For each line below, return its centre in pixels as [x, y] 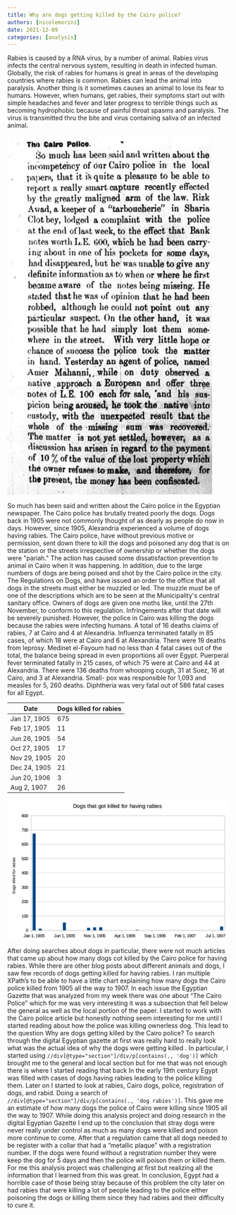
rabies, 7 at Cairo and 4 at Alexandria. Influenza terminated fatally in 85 [110, 633]
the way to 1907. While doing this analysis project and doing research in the [117, 1115]
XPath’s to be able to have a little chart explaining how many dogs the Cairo [117, 980]
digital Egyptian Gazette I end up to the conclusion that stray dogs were [111, 1123]
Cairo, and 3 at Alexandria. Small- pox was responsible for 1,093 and [107, 678]
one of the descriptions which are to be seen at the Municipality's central [113, 596]
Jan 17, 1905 [30, 719]
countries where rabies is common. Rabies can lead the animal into [105, 80]
